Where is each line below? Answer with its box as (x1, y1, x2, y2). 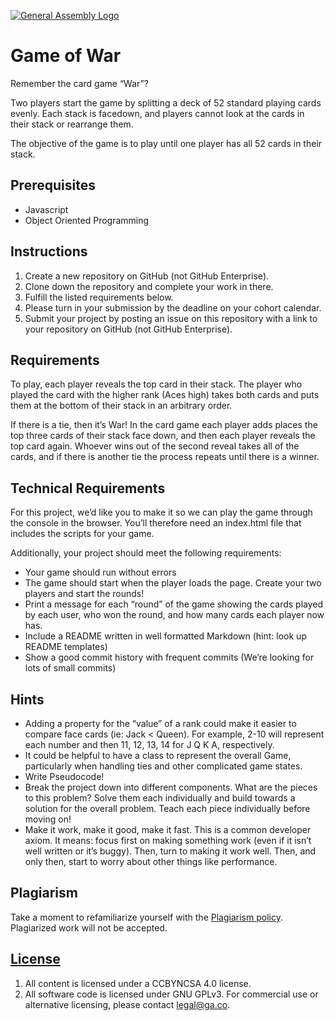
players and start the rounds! (24, 588, 145, 600)
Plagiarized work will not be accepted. (10, 921, 168, 934)
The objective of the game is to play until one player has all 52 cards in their (10, 137, 323, 149)
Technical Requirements (10, 480, 166, 497)
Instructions (10, 243, 88, 260)
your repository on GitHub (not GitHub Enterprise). (24, 323, 233, 335)
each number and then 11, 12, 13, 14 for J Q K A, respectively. (24, 739, 275, 750)
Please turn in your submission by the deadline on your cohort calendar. (24, 301, 322, 314)
